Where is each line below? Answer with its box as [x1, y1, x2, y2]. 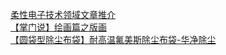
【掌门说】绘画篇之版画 [10, 21, 107, 33]
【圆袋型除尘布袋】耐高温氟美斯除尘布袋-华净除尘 [10, 34, 217, 45]
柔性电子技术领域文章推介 [10, 9, 116, 20]
